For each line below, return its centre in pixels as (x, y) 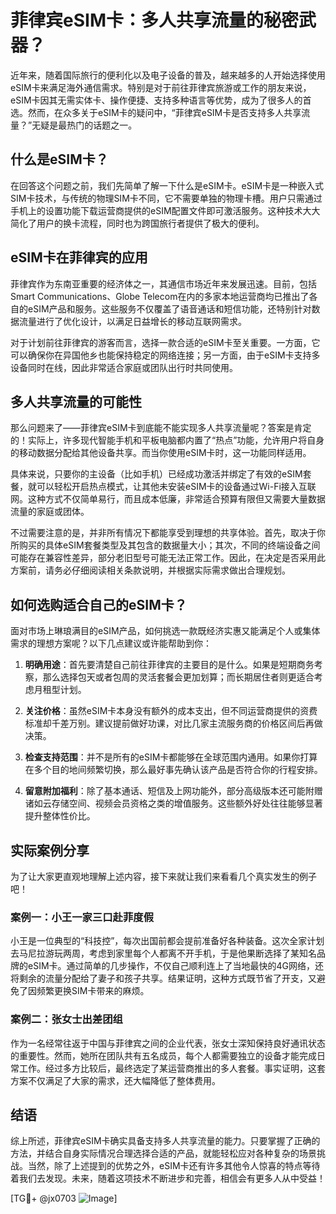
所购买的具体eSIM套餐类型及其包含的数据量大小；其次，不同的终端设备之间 (165, 545)
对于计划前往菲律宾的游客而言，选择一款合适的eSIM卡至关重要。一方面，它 (165, 342)
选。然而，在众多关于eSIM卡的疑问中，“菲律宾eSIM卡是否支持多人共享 (156, 112)
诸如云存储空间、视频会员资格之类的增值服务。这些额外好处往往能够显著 (173, 803)
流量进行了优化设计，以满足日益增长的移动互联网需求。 (132, 321)
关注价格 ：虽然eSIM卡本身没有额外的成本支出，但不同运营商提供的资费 (171, 711)
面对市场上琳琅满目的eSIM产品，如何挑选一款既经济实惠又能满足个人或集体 (165, 631)
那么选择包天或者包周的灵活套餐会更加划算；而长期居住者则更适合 (178, 677)
